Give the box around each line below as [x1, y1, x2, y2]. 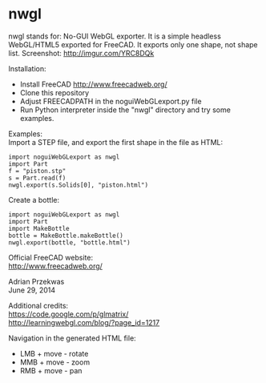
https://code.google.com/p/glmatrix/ [8, 309, 129, 319]
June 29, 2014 [8, 285, 56, 295]
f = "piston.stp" [8, 167, 66, 175]
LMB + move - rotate [19, 349, 89, 358]
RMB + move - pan [19, 365, 83, 375]
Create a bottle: [8, 195, 60, 204]
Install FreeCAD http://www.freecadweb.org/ [19, 79, 167, 89]
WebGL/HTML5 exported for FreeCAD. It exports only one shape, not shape [8, 39, 258, 49]
